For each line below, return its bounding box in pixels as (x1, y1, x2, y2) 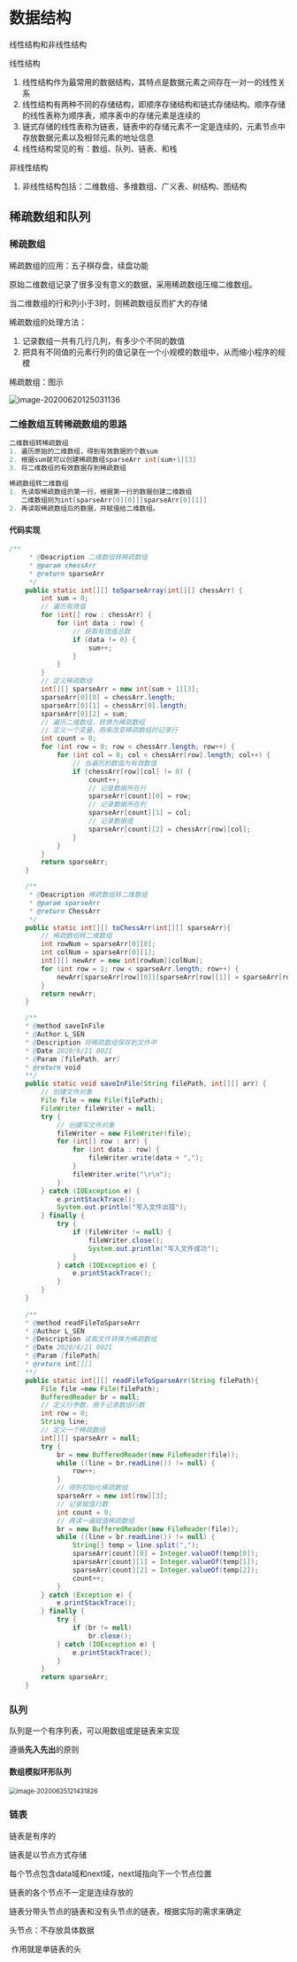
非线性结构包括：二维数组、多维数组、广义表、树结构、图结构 (21, 181, 247, 192)
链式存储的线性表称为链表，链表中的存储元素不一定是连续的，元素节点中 (21, 121, 286, 131)
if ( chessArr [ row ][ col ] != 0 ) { (72, 767, 192, 776)
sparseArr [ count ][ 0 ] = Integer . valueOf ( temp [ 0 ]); (72, 1549, 259, 1559)
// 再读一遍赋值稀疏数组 (56, 1516, 135, 1525)
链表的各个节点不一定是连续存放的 (9, 1887, 133, 1897)
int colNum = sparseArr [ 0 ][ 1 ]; (41, 948, 156, 958)
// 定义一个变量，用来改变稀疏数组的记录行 (41, 726, 179, 735)
